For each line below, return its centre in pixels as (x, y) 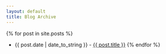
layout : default (26, 11)
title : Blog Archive (31, 17)
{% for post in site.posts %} (40, 33)
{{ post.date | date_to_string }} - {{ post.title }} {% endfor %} (87, 45)
